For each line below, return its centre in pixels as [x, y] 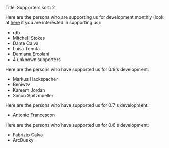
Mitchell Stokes [29, 38]
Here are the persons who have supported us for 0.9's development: [77, 69]
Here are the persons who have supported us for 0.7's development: [77, 105]
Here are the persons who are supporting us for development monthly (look [84, 17]
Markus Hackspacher [35, 79]
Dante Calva [25, 43]
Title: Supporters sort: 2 [30, 7]
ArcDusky [23, 140]
